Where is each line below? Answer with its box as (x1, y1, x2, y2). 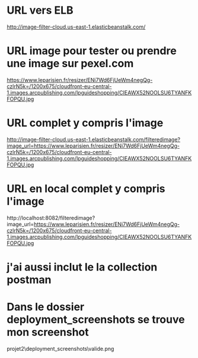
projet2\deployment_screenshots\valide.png (7, 345, 114, 352)
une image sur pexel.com (7, 57, 134, 70)
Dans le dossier (7, 300, 85, 314)
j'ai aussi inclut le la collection (7, 260, 158, 274)
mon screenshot (7, 325, 89, 339)
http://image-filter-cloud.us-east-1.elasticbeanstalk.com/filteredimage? (7, 136, 181, 143)
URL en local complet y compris (7, 182, 165, 195)
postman (7, 273, 52, 286)
